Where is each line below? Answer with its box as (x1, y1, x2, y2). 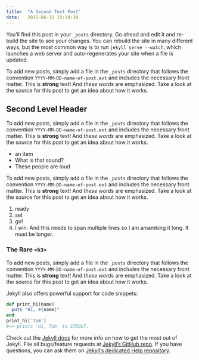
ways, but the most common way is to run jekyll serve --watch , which (6, 43, 182, 51)
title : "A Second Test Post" (6, 8, 82, 15)
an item (14, 150, 34, 158)
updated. (6, 56, 29, 63)
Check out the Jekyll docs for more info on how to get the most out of (6, 334, 178, 341)
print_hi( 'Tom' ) (6, 318, 46, 324)
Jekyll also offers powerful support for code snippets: (6, 290, 138, 297)
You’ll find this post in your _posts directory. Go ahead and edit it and (6, 30, 176, 38)
